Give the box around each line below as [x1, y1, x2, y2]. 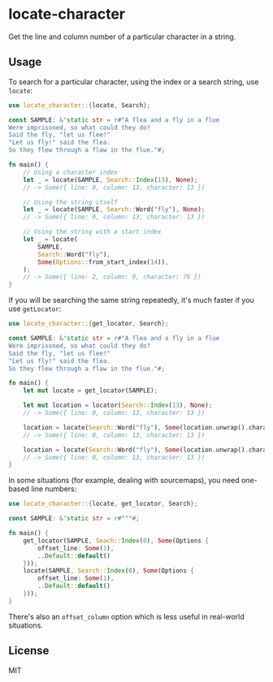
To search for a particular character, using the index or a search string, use [8, 76, 259, 86]
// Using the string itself [23, 198, 118, 206]
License [8, 644, 50, 658]
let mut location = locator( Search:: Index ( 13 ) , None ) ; [23, 401, 213, 410]
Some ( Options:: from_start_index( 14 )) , [37, 257, 169, 266]
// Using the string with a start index [23, 228, 162, 236]
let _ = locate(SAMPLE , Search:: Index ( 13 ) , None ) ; [23, 175, 198, 183]
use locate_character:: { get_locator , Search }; [8, 320, 169, 328]
